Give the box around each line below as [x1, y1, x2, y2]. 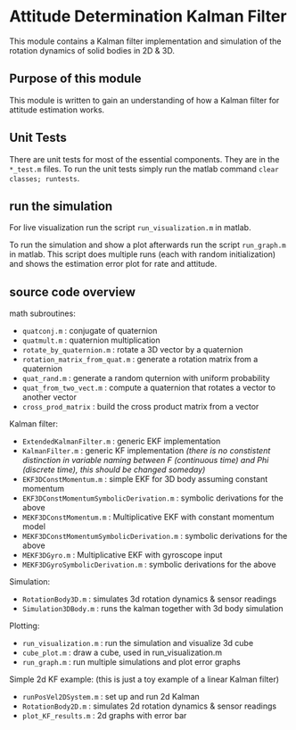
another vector [21, 392, 78, 402]
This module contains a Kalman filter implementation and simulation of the [9, 36, 282, 46]
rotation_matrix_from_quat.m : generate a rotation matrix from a [21, 354, 259, 365]
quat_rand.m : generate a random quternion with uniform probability [21, 373, 270, 384]
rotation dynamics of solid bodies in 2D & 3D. [9, 45, 176, 55]
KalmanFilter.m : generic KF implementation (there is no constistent [21, 445, 271, 456]
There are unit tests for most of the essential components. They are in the [9, 153, 280, 164]
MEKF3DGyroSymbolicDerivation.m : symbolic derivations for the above [21, 560, 276, 570]
